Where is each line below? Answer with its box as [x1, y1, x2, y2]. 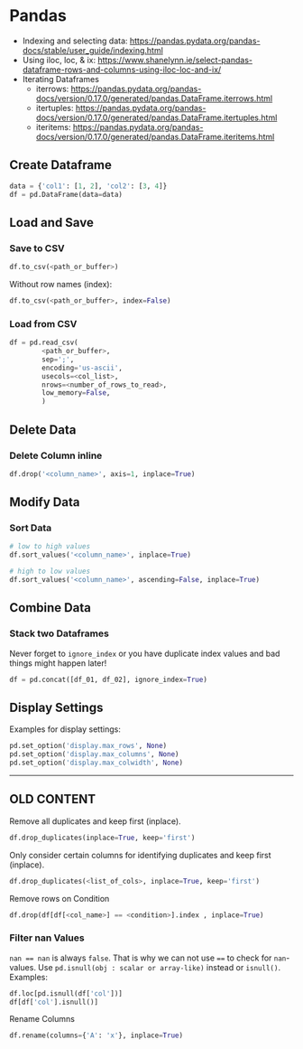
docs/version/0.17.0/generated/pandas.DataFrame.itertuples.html [35, 112, 278, 123]
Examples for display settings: [9, 724, 122, 735]
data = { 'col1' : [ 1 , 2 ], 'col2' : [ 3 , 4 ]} [9, 182, 168, 191]
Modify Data [9, 494, 80, 510]
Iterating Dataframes [22, 73, 99, 84]
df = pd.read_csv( [9, 338, 78, 348]
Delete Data [9, 422, 77, 437]
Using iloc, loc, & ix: [22, 54, 96, 65]
